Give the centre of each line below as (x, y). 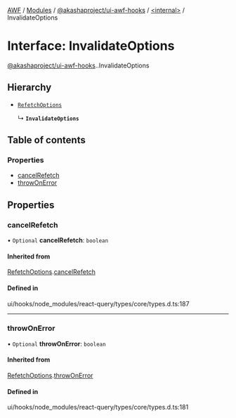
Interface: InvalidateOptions (91, 46)
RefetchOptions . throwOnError (50, 376)
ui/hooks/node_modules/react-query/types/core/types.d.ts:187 (98, 303)
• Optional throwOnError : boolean (57, 344)
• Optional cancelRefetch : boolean (58, 240)
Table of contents (46, 140)
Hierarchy (29, 87)
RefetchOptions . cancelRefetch (52, 272)
